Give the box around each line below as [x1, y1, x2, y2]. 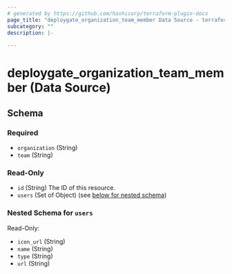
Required [7, 128, 39, 138]
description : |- [7, 29, 54, 36]
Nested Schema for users [7, 208, 93, 218]
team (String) [17, 151, 53, 159]
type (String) [17, 252, 53, 260]
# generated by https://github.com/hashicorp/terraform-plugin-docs [7, 10, 209, 17]
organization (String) [17, 144, 78, 151]
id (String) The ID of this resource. [17, 184, 116, 192]
